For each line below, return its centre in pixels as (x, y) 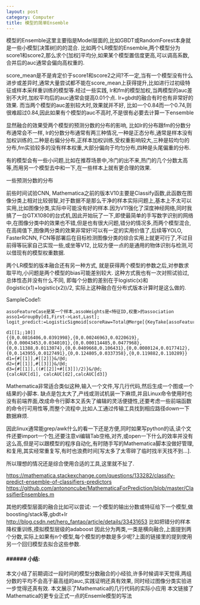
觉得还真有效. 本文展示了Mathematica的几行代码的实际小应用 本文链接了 (105, 588)
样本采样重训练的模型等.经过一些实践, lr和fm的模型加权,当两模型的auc (102, 91)
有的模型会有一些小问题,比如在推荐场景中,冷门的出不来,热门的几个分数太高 (97, 160)
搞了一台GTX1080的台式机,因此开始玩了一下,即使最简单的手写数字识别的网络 (100, 216)
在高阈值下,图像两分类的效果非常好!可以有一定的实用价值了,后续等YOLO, (94, 231)
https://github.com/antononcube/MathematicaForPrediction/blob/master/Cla (100, 488)
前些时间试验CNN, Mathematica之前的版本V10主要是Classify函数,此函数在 (97, 193)
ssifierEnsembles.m (30, 495)
